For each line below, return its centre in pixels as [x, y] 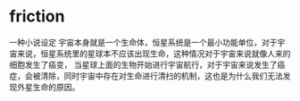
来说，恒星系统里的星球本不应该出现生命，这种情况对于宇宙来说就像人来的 [154, 53]
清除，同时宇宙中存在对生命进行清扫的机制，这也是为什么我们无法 [161, 76]
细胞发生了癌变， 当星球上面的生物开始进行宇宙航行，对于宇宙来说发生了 [143, 64]
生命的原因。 [56, 87]
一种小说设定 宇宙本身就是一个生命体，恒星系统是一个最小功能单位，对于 [143, 42]
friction [37, 17]
